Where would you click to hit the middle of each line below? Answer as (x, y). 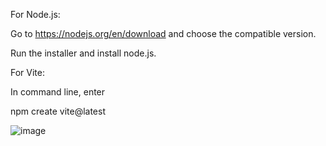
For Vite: (28, 72)
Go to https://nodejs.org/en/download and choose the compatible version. (163, 33)
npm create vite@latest (58, 111)
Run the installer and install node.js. (83, 53)
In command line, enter (58, 92)
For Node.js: (35, 14)
